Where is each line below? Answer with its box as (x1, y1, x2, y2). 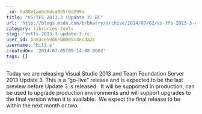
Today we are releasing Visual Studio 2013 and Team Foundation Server (6, 70, 185, 77)
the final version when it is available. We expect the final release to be (6, 95, 180, 103)
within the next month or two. (6, 101, 79, 109)
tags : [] (6, 53, 28, 59)
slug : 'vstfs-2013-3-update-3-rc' (6, 31, 93, 37)
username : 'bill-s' (6, 43, 55, 49)
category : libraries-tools (6, 25, 74, 32)
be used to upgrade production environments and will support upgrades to (6, 89, 191, 96)
